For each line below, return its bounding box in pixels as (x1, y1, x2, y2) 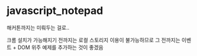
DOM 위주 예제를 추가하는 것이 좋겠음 (18, 44, 104, 51)
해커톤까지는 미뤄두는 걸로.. (6, 24, 70, 31)
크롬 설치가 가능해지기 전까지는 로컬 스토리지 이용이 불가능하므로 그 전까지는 (6, 36, 181, 43)
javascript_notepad (6, 4, 103, 17)
